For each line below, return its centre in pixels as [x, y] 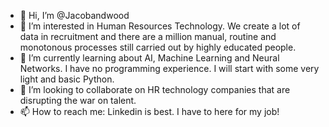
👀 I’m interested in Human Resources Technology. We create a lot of [160, 26]
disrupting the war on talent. [78, 100]
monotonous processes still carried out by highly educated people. [158, 47]
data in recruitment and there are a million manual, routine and [148, 36]
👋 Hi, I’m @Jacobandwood [74, 15]
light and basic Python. [67, 79]
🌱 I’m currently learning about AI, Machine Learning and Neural [149, 58]
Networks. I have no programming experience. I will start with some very [169, 68]
